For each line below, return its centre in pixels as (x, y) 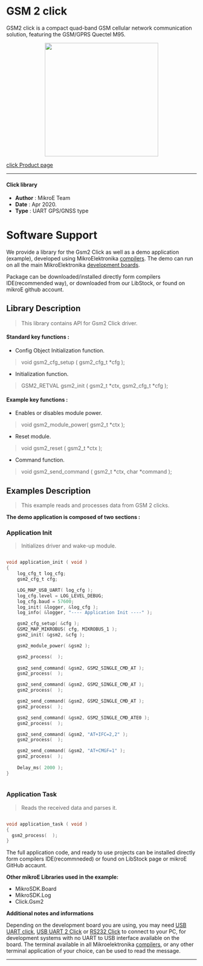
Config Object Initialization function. (60, 351)
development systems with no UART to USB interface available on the (93, 938)
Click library (22, 184)
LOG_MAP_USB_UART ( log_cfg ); (55, 590)
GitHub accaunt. (27, 865)
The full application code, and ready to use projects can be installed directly (101, 853)
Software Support (52, 235)
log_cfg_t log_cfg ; (42, 574)
